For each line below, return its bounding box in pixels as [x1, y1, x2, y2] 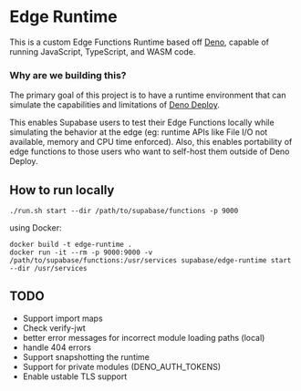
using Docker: [9, 222, 62, 233]
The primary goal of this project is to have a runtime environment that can [9, 89, 286, 101]
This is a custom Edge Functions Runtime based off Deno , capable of [9, 36, 270, 47]
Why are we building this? [9, 68, 127, 81]
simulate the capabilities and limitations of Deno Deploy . [9, 99, 221, 110]
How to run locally [9, 182, 115, 198]
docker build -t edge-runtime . [9, 240, 132, 250]
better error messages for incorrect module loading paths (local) [22, 332, 265, 343]
